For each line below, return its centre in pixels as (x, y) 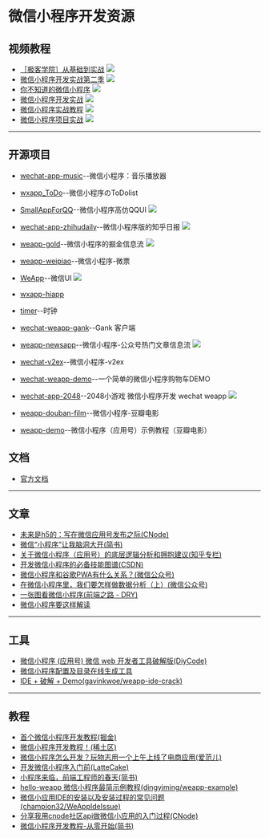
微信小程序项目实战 (52, 120)
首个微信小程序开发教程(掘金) (68, 737)
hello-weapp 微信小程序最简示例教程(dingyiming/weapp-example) (129, 787)
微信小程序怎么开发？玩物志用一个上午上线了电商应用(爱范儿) (121, 757)
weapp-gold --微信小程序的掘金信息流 (82, 244)
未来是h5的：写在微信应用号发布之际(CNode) (94, 535)
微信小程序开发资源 (72, 16)
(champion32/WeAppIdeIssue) (70, 807)
